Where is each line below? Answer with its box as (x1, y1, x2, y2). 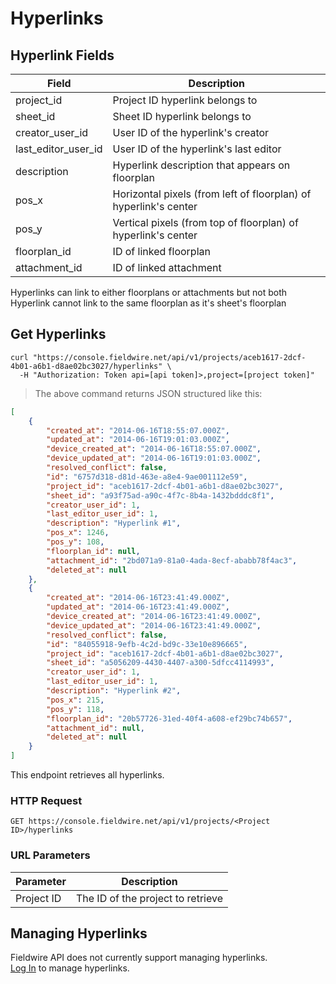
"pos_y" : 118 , (46, 704, 105, 714)
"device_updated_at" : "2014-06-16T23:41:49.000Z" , (46, 620, 262, 631)
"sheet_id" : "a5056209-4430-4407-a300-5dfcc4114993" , (46, 658, 275, 668)
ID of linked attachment (112, 261, 222, 274)
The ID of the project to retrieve (75, 891, 223, 905)
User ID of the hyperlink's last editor (112, 142, 282, 156)
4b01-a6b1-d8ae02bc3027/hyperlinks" (10, 361, 163, 371)
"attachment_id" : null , (46, 723, 145, 733)
